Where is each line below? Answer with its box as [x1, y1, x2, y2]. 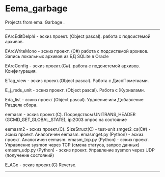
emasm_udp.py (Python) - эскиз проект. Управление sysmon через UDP [5, 147, 155, 153]
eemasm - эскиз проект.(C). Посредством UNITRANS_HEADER [5, 111, 136, 117]
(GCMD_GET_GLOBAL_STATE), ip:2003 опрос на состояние [5, 117, 127, 122]
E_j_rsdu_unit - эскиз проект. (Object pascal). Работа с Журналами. [5, 87, 145, 93]
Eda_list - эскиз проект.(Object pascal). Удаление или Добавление [5, 96, 144, 102]
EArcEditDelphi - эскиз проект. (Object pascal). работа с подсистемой [5, 33, 151, 39]
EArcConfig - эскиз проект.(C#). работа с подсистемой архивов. [5, 62, 140, 69]
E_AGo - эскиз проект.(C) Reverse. [5, 162, 77, 168]
